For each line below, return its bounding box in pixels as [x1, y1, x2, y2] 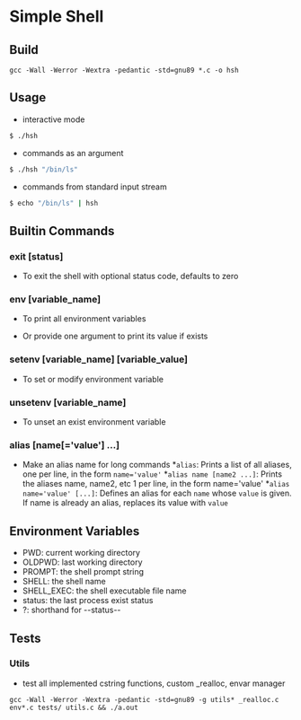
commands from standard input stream [22, 181, 168, 192]
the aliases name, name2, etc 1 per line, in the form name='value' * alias [22, 479, 290, 489]
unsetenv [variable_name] [9, 396, 127, 408]
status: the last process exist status [22, 595, 154, 606]
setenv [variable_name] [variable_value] [9, 353, 189, 365]
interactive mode [22, 114, 85, 125]
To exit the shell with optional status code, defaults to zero [22, 271, 239, 282]
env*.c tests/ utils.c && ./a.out [9, 703, 139, 712]
